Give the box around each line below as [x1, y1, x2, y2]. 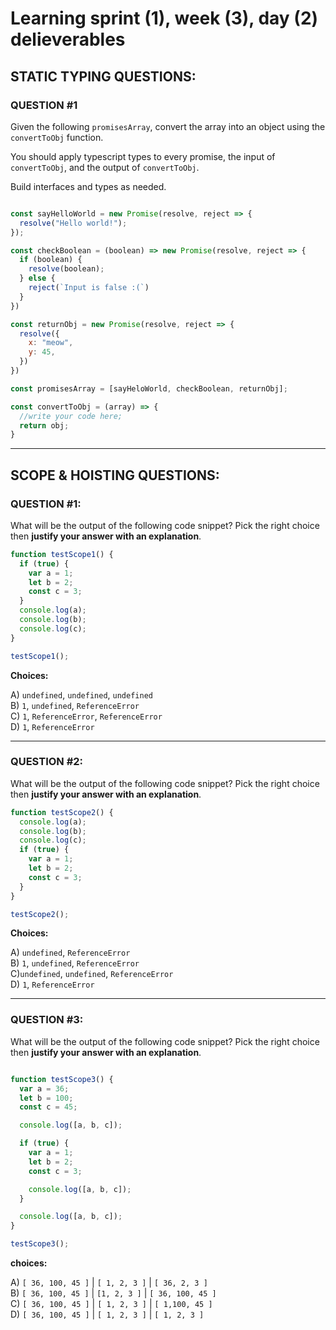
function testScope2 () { [10, 807, 114, 817]
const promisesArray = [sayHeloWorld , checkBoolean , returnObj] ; [10, 383, 288, 394]
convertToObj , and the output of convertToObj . [10, 161, 200, 173]
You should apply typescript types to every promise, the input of [10, 150, 276, 162]
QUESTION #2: [10, 755, 84, 769]
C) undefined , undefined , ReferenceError [10, 968, 174, 980]
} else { [19, 273, 56, 284]
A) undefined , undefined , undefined [10, 688, 153, 701]
